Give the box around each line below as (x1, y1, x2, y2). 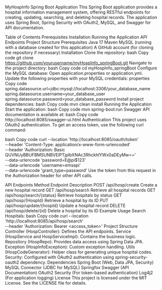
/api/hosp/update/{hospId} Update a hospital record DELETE (5, 203, 126, 208)
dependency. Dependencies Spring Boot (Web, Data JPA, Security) (20, 259, 154, 265)
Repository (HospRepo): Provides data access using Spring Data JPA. (5, 239, 144, 244)
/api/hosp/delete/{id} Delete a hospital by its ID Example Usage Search (5, 208, 146, 213)
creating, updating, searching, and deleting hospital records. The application (5, 15, 158, 20)
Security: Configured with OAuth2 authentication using (5, 255, 114, 260)
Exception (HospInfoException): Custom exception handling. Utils (5, 244, 135, 250)
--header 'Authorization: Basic (5, 147, 65, 153)
